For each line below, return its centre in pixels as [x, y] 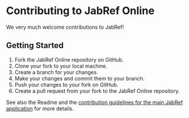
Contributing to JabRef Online [80, 11]
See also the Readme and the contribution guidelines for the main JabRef [95, 102]
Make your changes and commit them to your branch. [80, 78]
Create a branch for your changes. [56, 72]
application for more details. [40, 108]
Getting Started [35, 45]
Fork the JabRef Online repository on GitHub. [69, 59]
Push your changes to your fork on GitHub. [66, 85]
